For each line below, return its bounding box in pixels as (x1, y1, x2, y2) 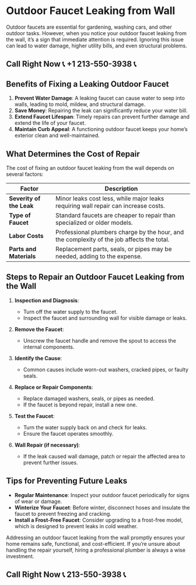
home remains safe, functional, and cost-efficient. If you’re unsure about (6, 540, 180, 547)
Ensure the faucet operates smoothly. (23, 430, 114, 437)
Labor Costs (9, 231, 44, 240)
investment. (6, 552, 34, 560)
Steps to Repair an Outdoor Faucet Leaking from (6, 272, 185, 282)
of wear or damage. (14, 498, 62, 505)
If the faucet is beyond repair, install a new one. (23, 401, 138, 408)
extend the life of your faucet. (14, 119, 86, 126)
